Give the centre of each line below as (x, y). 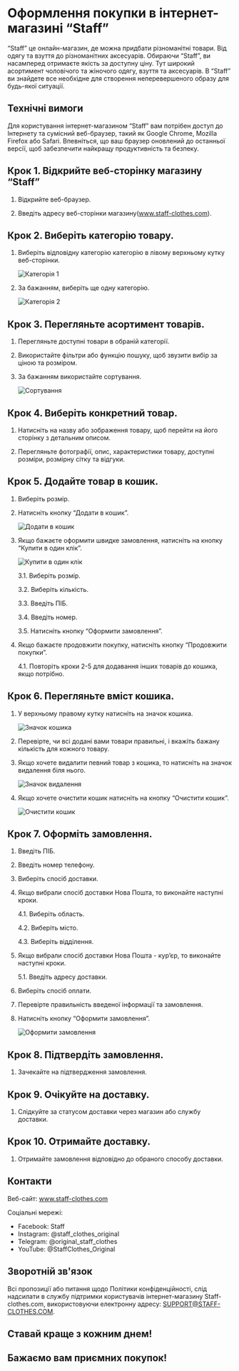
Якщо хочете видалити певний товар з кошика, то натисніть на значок (125, 763)
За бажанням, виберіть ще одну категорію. (83, 288)
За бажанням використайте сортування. (79, 377)
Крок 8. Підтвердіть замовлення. (86, 1055)
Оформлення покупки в (82, 13)
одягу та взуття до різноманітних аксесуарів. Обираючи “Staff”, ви (109, 56)
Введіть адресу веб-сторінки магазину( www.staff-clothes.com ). (115, 213)
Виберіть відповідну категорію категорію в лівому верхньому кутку (121, 253)
